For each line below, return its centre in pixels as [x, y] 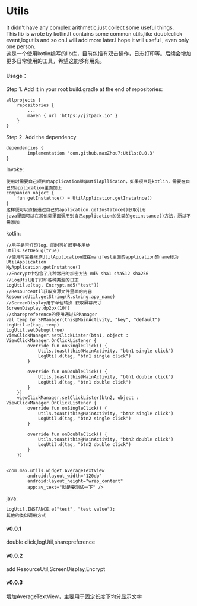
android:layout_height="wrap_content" [75, 481]
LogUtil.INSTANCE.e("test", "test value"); [61, 510]
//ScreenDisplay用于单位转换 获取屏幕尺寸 [54, 303]
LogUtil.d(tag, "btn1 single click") [85, 356]
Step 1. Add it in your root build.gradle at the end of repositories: [85, 89]
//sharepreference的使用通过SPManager [52, 315]
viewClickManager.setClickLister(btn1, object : [67, 335]
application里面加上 [38, 188]
